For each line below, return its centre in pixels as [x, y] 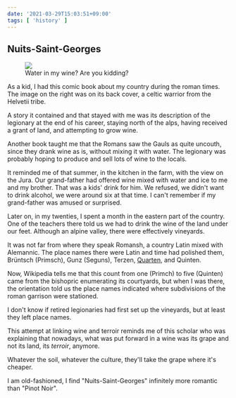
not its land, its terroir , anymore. [54, 346]
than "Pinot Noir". [32, 388]
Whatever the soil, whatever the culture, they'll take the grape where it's [112, 360]
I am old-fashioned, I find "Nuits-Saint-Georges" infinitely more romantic [113, 381]
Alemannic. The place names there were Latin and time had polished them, [116, 253]
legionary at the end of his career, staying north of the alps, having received [117, 123]
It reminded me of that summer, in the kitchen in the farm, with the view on [116, 173]
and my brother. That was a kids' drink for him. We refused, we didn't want [116, 188]
